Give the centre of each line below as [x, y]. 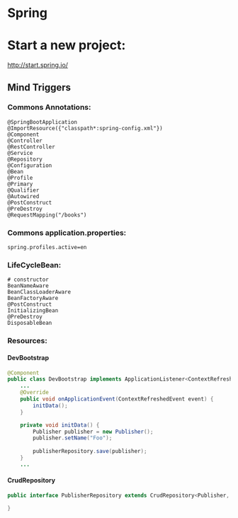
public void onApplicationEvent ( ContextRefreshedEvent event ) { [117, 399]
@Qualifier [23, 190]
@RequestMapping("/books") [47, 215]
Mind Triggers [39, 87]
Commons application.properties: [67, 233]
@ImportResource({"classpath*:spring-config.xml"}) [85, 128]
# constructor [28, 280]
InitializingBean [33, 311]
